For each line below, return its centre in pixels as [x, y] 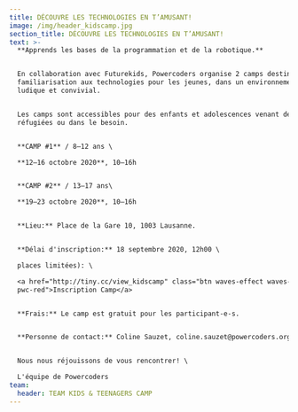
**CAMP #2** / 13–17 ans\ [65, 186]
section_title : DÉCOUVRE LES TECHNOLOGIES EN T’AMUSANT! [117, 34]
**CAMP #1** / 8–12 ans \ [65, 146]
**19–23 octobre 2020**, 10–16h [77, 202]
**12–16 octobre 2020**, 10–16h [77, 162]
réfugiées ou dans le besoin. [73, 122]
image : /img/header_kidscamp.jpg [71, 26]
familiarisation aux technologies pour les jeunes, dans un [130, 82]
